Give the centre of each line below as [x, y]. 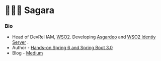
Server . [20, 42]
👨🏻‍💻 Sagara [30, 10]
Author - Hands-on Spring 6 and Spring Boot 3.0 [62, 48]
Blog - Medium [27, 53]
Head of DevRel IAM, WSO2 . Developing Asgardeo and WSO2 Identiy [84, 37]
